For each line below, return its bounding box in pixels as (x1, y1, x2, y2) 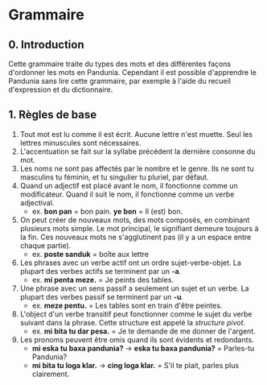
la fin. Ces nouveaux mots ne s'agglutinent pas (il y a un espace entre (19, 232, 252, 242)
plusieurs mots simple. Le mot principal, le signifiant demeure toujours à (19, 223, 259, 233)
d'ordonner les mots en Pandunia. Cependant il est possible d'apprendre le (8, 68, 257, 77)
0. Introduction (8, 38, 84, 52)
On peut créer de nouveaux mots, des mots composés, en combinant (19, 215, 250, 225)
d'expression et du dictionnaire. (8, 85, 113, 94)
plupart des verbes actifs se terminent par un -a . (19, 266, 182, 275)
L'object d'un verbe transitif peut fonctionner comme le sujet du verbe (19, 308, 253, 319)
